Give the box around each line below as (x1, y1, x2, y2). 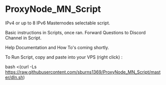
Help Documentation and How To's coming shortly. (5, 44, 109, 50)
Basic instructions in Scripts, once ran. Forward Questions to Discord (5, 29, 146, 35)
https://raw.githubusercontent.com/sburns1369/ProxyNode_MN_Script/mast (5, 69, 161, 75)
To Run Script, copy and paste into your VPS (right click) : (5, 54, 123, 60)
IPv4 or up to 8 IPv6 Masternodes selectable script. (5, 20, 111, 26)
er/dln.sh (5, 74, 23, 80)
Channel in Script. (5, 35, 42, 41)
